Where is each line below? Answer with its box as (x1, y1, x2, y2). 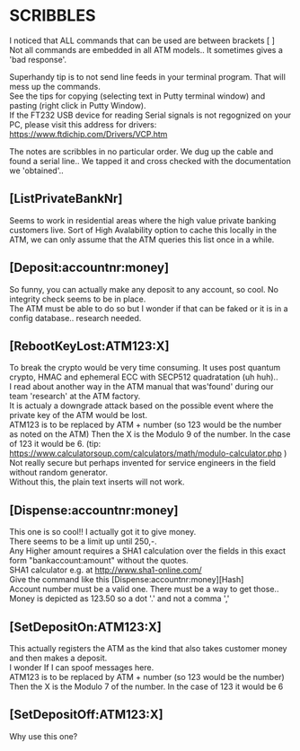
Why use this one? (9, 730, 78, 741)
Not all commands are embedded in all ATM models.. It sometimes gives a (9, 44, 283, 55)
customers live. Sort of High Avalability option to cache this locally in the (9, 224, 277, 235)
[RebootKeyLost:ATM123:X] (9, 338, 170, 354)
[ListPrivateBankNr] (9, 191, 123, 206)
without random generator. (9, 467, 109, 478)
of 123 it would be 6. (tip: (9, 439, 101, 450)
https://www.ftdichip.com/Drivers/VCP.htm (9, 128, 168, 139)
